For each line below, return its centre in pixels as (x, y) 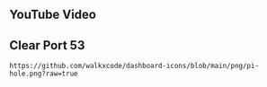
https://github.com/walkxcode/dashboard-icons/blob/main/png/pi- (134, 66)
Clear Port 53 (47, 45)
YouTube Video (53, 15)
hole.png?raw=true (44, 74)
